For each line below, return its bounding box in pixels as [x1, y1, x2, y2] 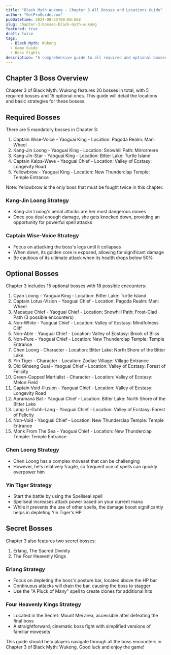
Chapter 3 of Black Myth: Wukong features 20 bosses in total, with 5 [6, 87, 149, 93]
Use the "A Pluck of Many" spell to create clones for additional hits [13, 588, 153, 594]
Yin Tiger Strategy [6, 482, 52, 489]
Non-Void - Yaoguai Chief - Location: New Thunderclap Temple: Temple [13, 417, 164, 423]
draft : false [6, 31, 33, 36]
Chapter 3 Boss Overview [6, 73, 88, 82]
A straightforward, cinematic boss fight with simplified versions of [13, 623, 151, 629]
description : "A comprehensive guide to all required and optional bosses [6, 55, 167, 60]
